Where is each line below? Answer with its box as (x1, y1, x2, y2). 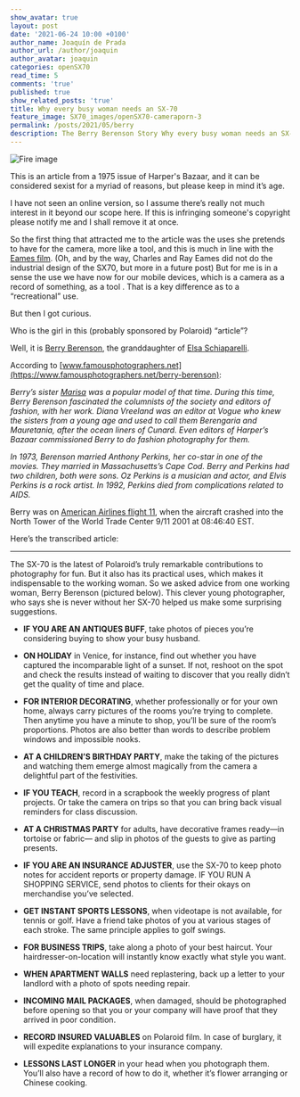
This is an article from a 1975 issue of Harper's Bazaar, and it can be (10, 170, 261, 181)
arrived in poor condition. (22, 1014, 117, 1025)
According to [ (10, 359, 63, 370)
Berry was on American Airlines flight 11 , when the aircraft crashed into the (10, 506, 284, 517)
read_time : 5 (10, 71, 59, 80)
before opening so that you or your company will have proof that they (22, 1004, 279, 1015)
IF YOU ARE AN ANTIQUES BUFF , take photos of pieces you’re (22, 623, 255, 634)
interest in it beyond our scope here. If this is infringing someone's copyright (10, 207, 291, 218)
